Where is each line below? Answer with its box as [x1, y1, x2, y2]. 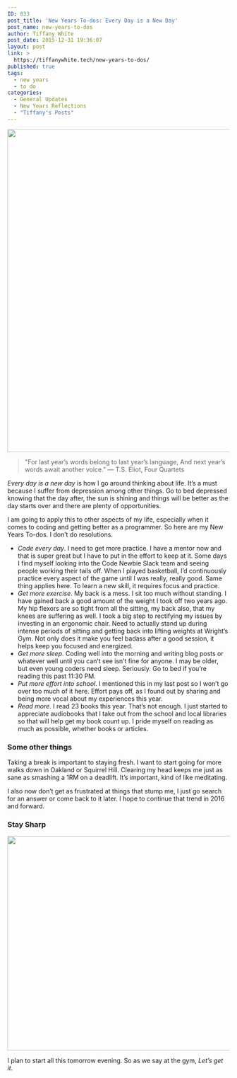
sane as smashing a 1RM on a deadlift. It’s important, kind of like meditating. [7, 773, 228, 782]
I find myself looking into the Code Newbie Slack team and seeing [17, 558, 209, 567]
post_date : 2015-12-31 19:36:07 [7, 37, 102, 44]
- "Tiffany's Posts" [13, 109, 74, 116]
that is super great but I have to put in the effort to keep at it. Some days [17, 551, 227, 560]
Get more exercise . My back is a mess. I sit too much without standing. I [17, 589, 227, 597]
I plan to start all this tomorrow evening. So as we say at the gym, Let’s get [7, 1056, 224, 1065]
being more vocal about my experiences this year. [17, 694, 164, 703]
